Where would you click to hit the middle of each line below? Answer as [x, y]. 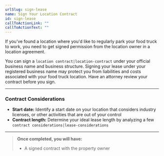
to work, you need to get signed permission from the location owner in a [78, 47]
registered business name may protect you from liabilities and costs [73, 71]
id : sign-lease [20, 18]
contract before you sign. [31, 82]
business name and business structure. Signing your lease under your [75, 67]
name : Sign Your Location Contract [41, 14]
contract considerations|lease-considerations [60, 125]
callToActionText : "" [27, 28]
